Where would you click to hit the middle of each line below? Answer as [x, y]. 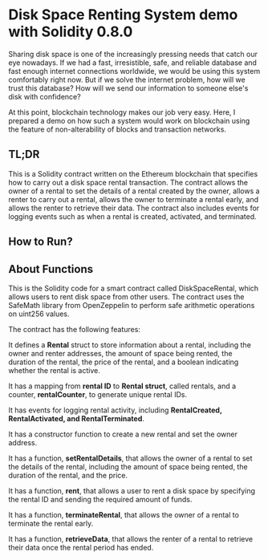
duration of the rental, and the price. [68, 475]
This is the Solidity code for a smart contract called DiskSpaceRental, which [134, 288]
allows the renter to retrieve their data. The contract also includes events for [134, 208]
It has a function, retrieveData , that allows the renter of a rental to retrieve [131, 538]
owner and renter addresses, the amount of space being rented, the [120, 353]
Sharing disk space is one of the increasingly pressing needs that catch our [133, 54]
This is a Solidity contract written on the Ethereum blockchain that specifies [133, 173]
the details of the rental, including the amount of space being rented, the [128, 466]
